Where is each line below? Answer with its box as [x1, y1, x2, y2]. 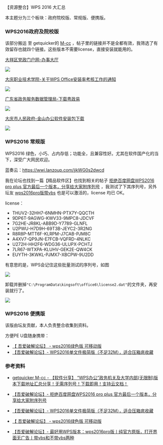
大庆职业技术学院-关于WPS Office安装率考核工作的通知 [5, 77, 116, 82]
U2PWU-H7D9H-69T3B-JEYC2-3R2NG [12, 225, 92, 232]
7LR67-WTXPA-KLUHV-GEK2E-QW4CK [12, 246, 93, 252]
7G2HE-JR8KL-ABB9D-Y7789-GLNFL [12, 220, 88, 226]
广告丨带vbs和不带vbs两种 [21, 435, 74, 441]
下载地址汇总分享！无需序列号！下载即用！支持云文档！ [16, 381, 128, 387]
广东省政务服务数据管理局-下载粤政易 [5, 96, 80, 102]
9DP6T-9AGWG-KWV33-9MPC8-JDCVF [12, 215, 94, 221]
